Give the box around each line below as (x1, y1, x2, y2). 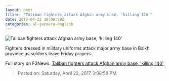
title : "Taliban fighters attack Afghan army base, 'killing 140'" (5, 12, 153, 17)
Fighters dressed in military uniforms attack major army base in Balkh (5, 45, 150, 51)
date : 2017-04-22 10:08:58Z (5, 17, 65, 22)
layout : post (5, 7, 33, 13)
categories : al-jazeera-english (5, 21, 73, 27)
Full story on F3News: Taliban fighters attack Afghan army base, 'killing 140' (5, 60, 164, 66)
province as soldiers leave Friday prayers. (5, 51, 93, 57)
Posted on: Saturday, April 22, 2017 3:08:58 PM (17, 70, 117, 76)
